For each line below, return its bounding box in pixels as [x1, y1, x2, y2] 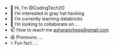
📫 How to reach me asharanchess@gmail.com [10, 27, 109, 33]
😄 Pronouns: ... [10, 34, 43, 40]
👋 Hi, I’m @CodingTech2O [10, 5, 65, 11]
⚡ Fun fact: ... [10, 40, 38, 46]
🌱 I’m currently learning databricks [10, 16, 83, 21]
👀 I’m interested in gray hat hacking [10, 10, 84, 16]
